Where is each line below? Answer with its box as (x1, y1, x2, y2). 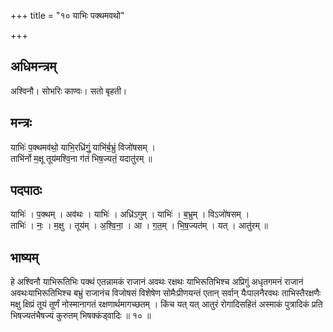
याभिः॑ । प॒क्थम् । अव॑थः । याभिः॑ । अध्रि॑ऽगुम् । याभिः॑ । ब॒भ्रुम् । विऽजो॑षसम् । (10, 208, 250, 220)
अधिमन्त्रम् (10, 58, 57, 75)
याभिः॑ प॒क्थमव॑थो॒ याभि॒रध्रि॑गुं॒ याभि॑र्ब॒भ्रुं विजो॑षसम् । (10, 141, 157, 153)
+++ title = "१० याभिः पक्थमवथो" (10, 10, 125, 21)
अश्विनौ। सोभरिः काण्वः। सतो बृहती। (10, 85, 128, 97)
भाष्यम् (10, 249, 39, 266)
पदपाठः (10, 182, 43, 199)
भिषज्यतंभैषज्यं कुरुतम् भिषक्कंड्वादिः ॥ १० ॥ (10, 310, 152, 322)
